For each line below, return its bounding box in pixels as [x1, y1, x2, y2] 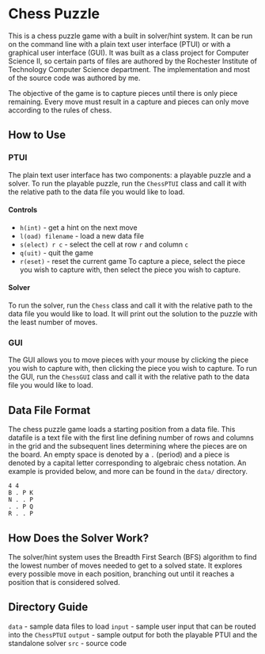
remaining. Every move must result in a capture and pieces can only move [8, 97, 249, 106]
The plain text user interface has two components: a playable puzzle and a [8, 170, 252, 179]
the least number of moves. [8, 318, 98, 327]
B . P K [8, 489, 34, 497]
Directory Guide [8, 600, 89, 614]
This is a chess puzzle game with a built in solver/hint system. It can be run [8, 31, 253, 40]
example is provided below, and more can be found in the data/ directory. [8, 467, 248, 476]
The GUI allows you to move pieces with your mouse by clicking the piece [8, 355, 249, 365]
